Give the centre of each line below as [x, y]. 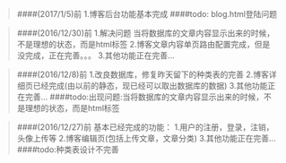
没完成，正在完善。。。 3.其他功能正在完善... [96, 56]
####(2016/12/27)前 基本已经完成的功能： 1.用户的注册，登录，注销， [145, 127]
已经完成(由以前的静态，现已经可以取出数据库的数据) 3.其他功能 [150, 86]
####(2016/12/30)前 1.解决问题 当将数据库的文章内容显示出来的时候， [146, 33]
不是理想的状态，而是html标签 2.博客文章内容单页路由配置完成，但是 [143, 44]
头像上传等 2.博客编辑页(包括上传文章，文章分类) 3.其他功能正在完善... [146, 138]
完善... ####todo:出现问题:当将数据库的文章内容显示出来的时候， [144, 97]
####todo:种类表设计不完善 [68, 150]
